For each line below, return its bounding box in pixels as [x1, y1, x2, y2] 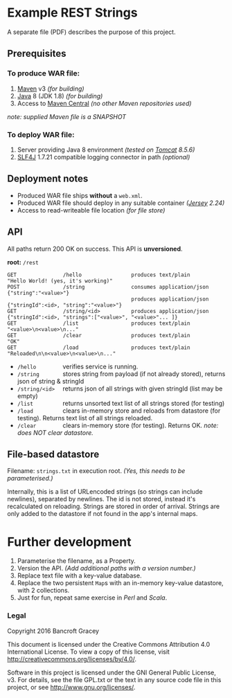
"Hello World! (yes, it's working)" [7, 277, 113, 285]
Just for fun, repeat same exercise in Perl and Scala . [17, 593, 168, 602]
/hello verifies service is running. [17, 362, 139, 370]
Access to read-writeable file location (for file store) [17, 206, 166, 214]
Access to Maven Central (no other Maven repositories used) [17, 99, 192, 107]
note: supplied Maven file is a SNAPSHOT [7, 112, 127, 120]
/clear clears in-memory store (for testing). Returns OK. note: [17, 421, 219, 429]
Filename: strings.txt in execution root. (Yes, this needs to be [7, 467, 186, 475]
